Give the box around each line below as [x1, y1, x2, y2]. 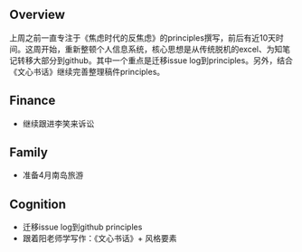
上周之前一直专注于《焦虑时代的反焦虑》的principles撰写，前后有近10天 [9, 32, 277, 43]
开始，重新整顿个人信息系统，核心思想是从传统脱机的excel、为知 [40, 43, 283, 54]
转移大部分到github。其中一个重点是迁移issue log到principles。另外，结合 [16, 54, 294, 66]
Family [9, 145, 48, 161]
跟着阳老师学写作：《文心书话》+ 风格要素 [22, 233, 177, 244]
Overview [9, 7, 66, 23]
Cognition [9, 196, 66, 211]
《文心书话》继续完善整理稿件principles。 [9, 66, 165, 77]
